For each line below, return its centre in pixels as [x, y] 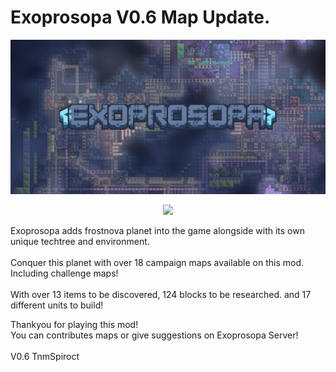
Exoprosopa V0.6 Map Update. [140, 17]
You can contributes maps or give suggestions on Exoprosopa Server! [154, 335]
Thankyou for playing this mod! [74, 325]
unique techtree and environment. [80, 242]
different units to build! [57, 305]
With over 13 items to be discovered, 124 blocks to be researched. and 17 [161, 295]
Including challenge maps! [64, 273]
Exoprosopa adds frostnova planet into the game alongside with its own [157, 231]
